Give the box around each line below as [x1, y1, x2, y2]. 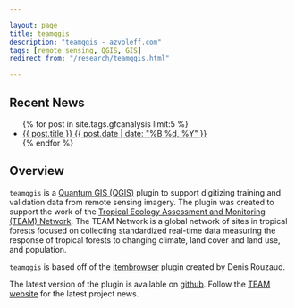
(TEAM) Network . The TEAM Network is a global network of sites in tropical [9, 215, 288, 226]
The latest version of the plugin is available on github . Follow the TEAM [9, 279, 271, 289]
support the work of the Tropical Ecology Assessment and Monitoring [9, 206, 265, 217]
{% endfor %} [21, 137, 74, 148]
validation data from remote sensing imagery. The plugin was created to [9, 196, 274, 207]
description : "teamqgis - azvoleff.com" [9, 37, 163, 46]
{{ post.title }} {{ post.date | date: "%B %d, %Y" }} [21, 128, 207, 138]
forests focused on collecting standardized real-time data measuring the [9, 225, 276, 236]
